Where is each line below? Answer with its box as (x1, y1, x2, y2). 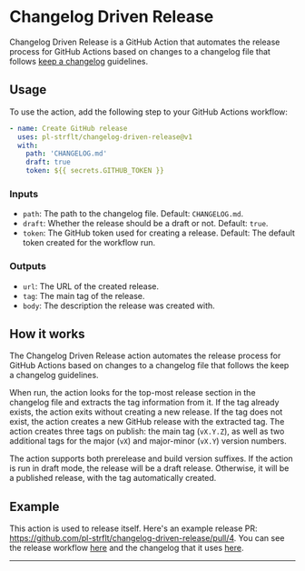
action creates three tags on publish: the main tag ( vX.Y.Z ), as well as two (9, 426, 285, 437)
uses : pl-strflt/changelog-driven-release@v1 (17, 132, 193, 142)
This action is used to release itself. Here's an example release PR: (9, 523, 258, 534)
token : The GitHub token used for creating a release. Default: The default (22, 227, 295, 238)
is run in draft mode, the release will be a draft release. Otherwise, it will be (9, 463, 290, 474)
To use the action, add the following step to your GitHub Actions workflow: (9, 106, 289, 117)
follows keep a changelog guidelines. (9, 55, 148, 66)
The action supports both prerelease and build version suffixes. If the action (9, 453, 293, 465)
